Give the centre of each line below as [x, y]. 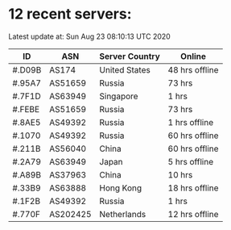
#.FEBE [26, 109]
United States [125, 69]
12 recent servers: [70, 14]
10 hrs [180, 174]
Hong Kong [121, 188]
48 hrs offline [193, 69]
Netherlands [123, 214]
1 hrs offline [191, 122]
